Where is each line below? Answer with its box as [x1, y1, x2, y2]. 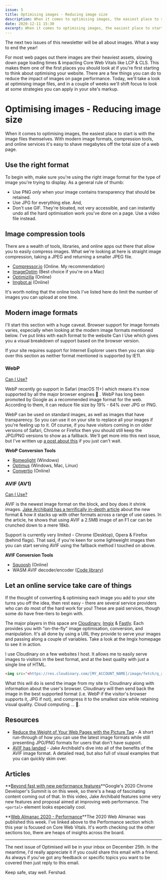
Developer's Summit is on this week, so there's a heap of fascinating [5, 788, 146, 794]
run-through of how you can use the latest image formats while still [12, 734, 150, 740]
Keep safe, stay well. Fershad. [5, 870, 67, 876]
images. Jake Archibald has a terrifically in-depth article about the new [5, 506, 151, 513]
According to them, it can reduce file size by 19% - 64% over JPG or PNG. [5, 402, 158, 408]
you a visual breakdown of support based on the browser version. [5, 337, 140, 343]
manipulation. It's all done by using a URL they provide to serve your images [5, 631, 161, 637]
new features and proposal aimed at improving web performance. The [5, 799, 149, 805]
